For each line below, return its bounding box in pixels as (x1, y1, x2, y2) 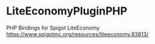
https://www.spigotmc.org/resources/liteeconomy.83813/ (6, 30, 149, 37)
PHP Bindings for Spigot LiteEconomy (6, 24, 100, 31)
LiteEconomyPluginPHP (6, 4, 128, 18)
